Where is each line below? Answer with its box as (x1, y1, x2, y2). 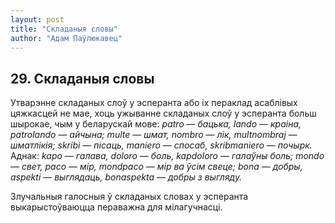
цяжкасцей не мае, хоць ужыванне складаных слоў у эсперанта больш (10, 107, 317, 120)
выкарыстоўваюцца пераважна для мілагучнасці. (10, 201, 223, 213)
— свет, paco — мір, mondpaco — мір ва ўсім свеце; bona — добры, (10, 161, 303, 173)
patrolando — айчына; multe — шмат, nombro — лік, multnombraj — (10, 129, 298, 141)
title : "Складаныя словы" (10, 24, 118, 34)
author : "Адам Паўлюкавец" (10, 33, 123, 43)
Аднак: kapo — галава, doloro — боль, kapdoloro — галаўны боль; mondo (10, 150, 325, 162)
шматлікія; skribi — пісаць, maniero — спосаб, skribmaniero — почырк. (10, 139, 313, 151)
